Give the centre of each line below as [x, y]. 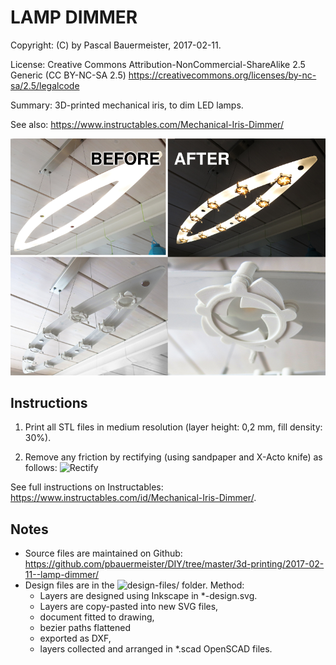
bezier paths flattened [85, 628]
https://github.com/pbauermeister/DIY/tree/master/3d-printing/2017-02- [174, 564]
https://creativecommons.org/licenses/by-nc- [222, 75]
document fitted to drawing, [97, 617]
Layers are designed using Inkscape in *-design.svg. [148, 596]
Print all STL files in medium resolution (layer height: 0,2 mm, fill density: [173, 427]
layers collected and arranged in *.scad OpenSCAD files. [156, 649]
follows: [41, 468]
